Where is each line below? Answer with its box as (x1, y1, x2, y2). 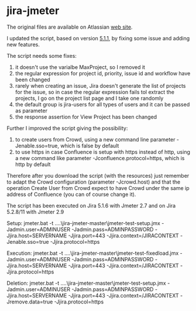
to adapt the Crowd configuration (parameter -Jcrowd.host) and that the (6, 178, 181, 185)
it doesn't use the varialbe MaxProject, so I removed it (15, 63, 146, 71)
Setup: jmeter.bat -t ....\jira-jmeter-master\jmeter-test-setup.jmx (6, 219, 160, 226)
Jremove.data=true (6, 298, 53, 305)
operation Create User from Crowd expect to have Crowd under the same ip (6, 184, 190, 191)
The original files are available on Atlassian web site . (6, 23, 133, 30)
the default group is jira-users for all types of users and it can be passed (15, 101, 190, 108)
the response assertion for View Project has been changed (15, 113, 157, 120)
